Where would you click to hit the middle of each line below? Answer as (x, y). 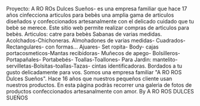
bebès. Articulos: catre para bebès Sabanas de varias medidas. (84, 34)
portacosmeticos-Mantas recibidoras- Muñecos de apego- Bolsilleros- (93, 53)
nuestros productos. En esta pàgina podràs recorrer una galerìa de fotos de (99, 85)
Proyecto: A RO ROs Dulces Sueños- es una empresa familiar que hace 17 (97, 9)
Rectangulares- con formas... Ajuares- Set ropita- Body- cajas (83, 47)
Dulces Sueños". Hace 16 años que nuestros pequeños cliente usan (89, 78)
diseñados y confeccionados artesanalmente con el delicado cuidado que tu (100, 21)
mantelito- (165, 60)
